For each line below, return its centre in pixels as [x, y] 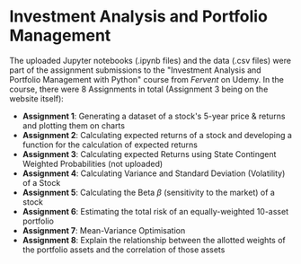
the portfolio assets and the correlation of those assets [124, 250]
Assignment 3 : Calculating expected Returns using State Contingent [149, 154]
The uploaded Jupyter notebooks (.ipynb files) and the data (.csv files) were [150, 60]
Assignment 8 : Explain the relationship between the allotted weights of [154, 240]
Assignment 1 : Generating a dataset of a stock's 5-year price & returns [154, 116]
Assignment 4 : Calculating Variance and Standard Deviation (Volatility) [154, 173]
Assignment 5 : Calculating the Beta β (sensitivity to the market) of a [149, 192]
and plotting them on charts [74, 125]
